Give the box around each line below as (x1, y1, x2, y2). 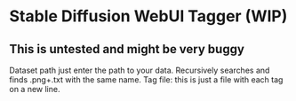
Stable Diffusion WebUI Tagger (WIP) (9, 6, 288, 27)
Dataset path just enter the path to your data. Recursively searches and (9, 65, 270, 75)
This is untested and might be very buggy (9, 42, 244, 57)
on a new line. (9, 84, 60, 94)
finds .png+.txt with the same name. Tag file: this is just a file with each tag (9, 74, 284, 85)
